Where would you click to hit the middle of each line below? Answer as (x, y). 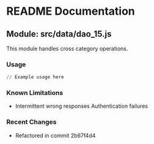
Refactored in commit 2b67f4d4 (55, 135)
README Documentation (71, 11)
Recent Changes (31, 122)
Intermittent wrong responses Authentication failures (82, 106)
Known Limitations (35, 93)
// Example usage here (35, 77)
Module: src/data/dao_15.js (59, 34)
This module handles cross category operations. (67, 48)
